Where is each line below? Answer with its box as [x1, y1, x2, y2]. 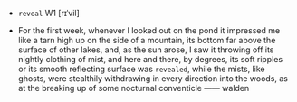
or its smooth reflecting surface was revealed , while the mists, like [17, 63, 265, 74]
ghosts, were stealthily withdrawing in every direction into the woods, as [17, 73, 288, 84]
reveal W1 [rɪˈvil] [17, 8, 80, 18]
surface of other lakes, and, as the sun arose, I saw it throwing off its [17, 44, 274, 55]
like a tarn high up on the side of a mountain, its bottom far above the [17, 35, 276, 45]
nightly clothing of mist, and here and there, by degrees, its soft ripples [17, 54, 283, 64]
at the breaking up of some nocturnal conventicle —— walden [17, 83, 250, 93]
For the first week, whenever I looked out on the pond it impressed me [17, 25, 281, 35]
